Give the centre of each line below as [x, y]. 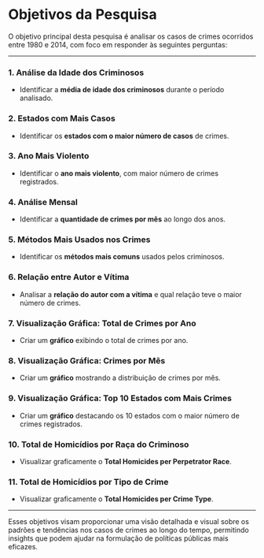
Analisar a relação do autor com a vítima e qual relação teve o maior [130, 294]
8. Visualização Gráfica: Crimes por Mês [87, 360]
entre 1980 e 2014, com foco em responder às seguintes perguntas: [118, 44]
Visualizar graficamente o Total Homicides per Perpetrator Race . [125, 461]
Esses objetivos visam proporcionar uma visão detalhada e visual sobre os [129, 522]
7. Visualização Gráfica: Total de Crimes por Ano [102, 323]
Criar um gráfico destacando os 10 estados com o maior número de [129, 415]
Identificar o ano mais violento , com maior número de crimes [119, 173]
